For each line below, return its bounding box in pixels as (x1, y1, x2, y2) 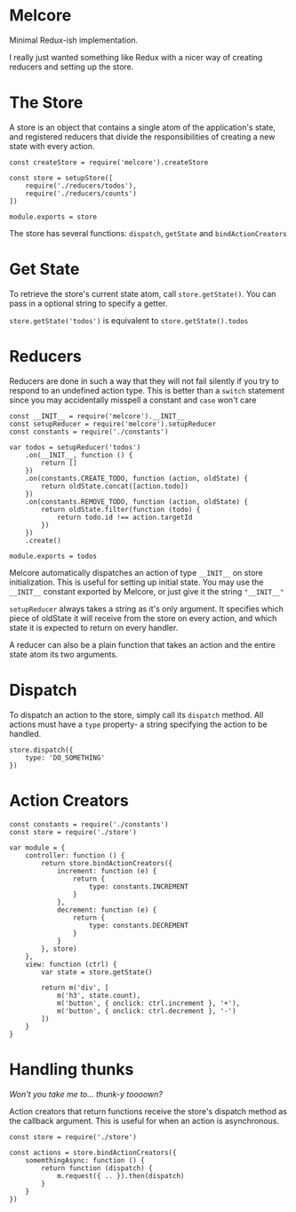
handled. (9, 728, 42, 738)
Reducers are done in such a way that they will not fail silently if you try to (9, 375, 280, 387)
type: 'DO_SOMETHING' (25, 753, 105, 762)
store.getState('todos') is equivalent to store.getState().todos (9, 315, 249, 325)
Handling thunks (9, 1059, 134, 1080)
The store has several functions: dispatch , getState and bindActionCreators (9, 227, 287, 238)
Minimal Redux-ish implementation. (9, 35, 139, 45)
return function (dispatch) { (41, 1163, 153, 1173)
